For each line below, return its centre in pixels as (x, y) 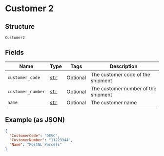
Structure (20, 27)
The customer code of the (120, 75)
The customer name (114, 102)
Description (123, 66)
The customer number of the (123, 88)
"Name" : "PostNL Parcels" (36, 145)
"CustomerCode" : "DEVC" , (35, 136)
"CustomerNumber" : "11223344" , (41, 140)
